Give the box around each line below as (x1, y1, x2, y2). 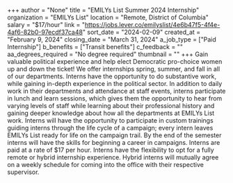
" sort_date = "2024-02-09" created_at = (82, 28, 201, 36)
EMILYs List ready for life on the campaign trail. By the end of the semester (7, 131, 222, 139)
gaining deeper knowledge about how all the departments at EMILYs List (7, 109, 215, 117)
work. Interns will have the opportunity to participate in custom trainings (7, 116, 214, 124)
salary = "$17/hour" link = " (7, 21, 86, 28)
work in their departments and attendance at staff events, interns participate (7, 87, 226, 95)
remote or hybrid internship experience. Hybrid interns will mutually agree (7, 153, 219, 162)
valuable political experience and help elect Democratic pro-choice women (7, 58, 223, 65)
